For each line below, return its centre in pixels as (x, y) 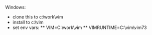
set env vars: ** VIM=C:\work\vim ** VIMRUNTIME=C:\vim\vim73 (80, 27)
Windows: (16, 7)
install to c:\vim (28, 22)
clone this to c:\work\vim (38, 17)
